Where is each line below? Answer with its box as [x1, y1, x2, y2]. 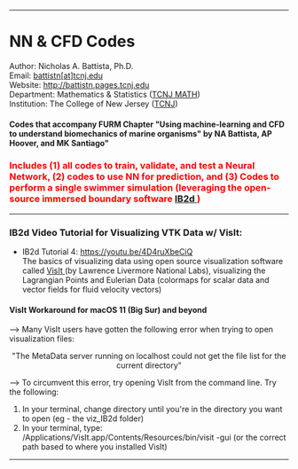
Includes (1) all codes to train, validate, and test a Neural [9, 160, 255, 172]
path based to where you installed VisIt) [21, 442, 168, 452]
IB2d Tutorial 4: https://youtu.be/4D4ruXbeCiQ [21, 246, 193, 257]
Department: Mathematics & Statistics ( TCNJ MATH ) [9, 89, 201, 99]
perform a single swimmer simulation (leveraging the [9, 182, 242, 194]
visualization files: [9, 333, 75, 344]
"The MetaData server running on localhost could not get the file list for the [12, 351, 286, 362]
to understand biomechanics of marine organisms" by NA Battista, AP [9, 128, 272, 138]
